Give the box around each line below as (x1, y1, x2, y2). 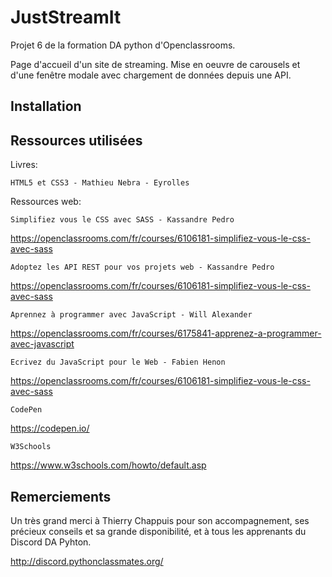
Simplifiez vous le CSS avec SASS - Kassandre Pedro (10, 215, 235, 225)
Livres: (10, 159, 38, 171)
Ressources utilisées (10, 132, 143, 149)
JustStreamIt (10, 6, 122, 29)
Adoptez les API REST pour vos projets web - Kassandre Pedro (10, 262, 275, 273)
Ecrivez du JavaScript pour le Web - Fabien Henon (10, 357, 226, 368)
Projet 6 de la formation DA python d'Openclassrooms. (10, 39, 236, 51)
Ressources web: (10, 196, 82, 208)
